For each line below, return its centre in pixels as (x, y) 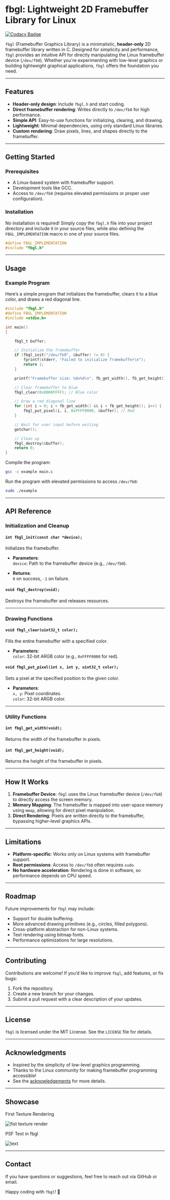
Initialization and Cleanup (37, 526)
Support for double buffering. (43, 918)
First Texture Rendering (30, 1114)
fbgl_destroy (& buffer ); (39, 443)
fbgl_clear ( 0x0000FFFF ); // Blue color (56, 392)
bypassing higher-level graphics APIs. (52, 821)
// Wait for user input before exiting (56, 425)
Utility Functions (26, 717)
